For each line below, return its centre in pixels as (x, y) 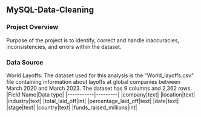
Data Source (25, 62)
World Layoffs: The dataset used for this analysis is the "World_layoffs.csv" (100, 75)
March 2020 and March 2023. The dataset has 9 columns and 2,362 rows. (99, 88)
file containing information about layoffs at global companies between (93, 81)
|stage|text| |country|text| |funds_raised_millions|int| (72, 107)
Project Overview (32, 27)
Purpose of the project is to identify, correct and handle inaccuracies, (93, 40)
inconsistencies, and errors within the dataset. (64, 46)
